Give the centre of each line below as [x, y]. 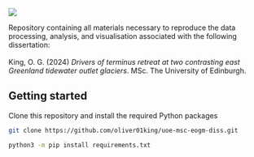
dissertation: [29, 45]
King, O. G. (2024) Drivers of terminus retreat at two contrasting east [124, 62]
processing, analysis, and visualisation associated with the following [123, 36]
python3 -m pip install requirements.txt [80, 145]
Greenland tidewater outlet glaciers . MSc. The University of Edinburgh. [127, 70]
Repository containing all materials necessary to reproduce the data [122, 28]
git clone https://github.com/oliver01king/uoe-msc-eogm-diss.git [123, 130]
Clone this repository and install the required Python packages [113, 115]
